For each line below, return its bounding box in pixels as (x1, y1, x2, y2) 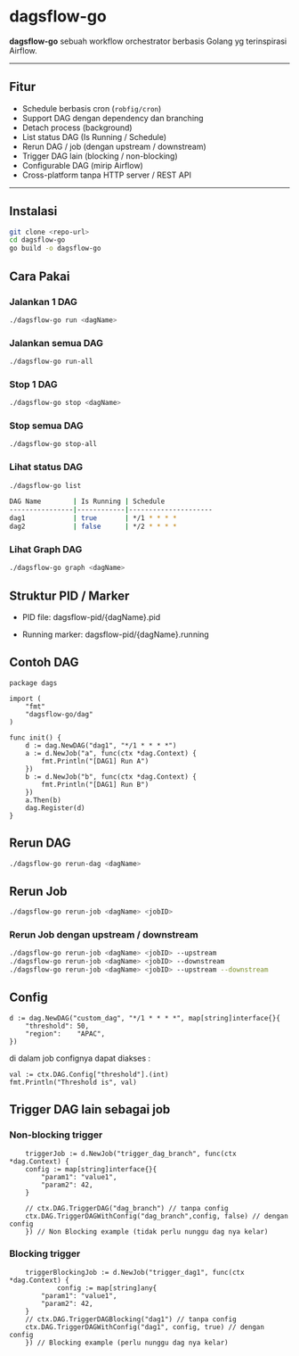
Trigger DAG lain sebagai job (9, 1102, 171, 1117)
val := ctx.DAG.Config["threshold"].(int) (9, 1070, 169, 1079)
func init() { (9, 733, 62, 742)
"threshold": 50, (25, 1021, 90, 1030)
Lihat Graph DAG (9, 542, 83, 555)
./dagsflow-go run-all (9, 357, 93, 367)
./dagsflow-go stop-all (9, 440, 98, 449)
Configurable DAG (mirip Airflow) (21, 160, 144, 170)
